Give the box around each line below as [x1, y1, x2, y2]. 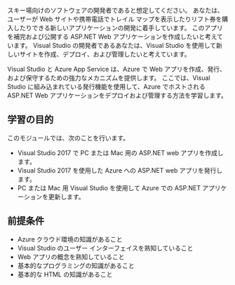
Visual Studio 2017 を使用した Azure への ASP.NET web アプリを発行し [17, 166, 223, 174]
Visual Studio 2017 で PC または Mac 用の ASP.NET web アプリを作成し [17, 148, 224, 157]
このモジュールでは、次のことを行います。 [7, 133, 130, 142]
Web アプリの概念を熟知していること [17, 252, 125, 261]
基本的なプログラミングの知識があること [17, 261, 135, 270]
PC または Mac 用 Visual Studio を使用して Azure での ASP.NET [17, 183, 201, 192]
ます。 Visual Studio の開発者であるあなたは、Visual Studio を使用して [13, 41, 217, 49]
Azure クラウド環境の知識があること [17, 234, 123, 244]
